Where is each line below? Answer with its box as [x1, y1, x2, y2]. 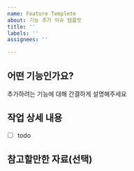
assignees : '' [7, 36, 49, 43]
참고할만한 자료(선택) [7, 154, 93, 165]
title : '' [7, 23, 36, 30]
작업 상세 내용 [7, 112, 63, 124]
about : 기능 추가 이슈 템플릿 [7, 17, 82, 24]
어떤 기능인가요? [7, 70, 74, 82]
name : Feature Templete [7, 10, 77, 17]
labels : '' [7, 29, 39, 37]
